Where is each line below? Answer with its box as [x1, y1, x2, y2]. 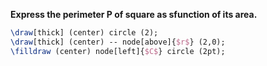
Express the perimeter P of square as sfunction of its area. [10, 9, 258, 20]
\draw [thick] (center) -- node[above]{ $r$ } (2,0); [10, 37, 226, 47]
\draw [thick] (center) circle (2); [10, 28, 159, 38]
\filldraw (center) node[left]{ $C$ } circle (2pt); [10, 46, 226, 56]
